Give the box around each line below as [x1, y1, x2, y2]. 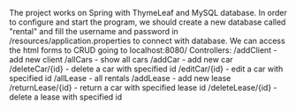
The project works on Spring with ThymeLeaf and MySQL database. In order [9, 8, 287, 18]
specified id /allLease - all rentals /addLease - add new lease [9, 73, 231, 83]
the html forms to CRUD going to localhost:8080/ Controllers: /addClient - [9, 45, 277, 55]
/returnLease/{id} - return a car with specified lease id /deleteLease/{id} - [9, 83, 277, 92]
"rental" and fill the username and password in [9, 26, 178, 36]
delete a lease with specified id [9, 92, 123, 102]
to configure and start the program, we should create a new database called [9, 17, 286, 27]
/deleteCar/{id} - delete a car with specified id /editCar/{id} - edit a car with [9, 63, 284, 74]
